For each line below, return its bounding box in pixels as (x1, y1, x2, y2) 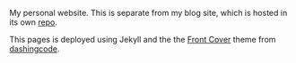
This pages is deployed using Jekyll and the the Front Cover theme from (9, 35, 276, 44)
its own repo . (9, 17, 58, 28)
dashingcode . (9, 43, 60, 54)
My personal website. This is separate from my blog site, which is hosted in (9, 8, 288, 18)
